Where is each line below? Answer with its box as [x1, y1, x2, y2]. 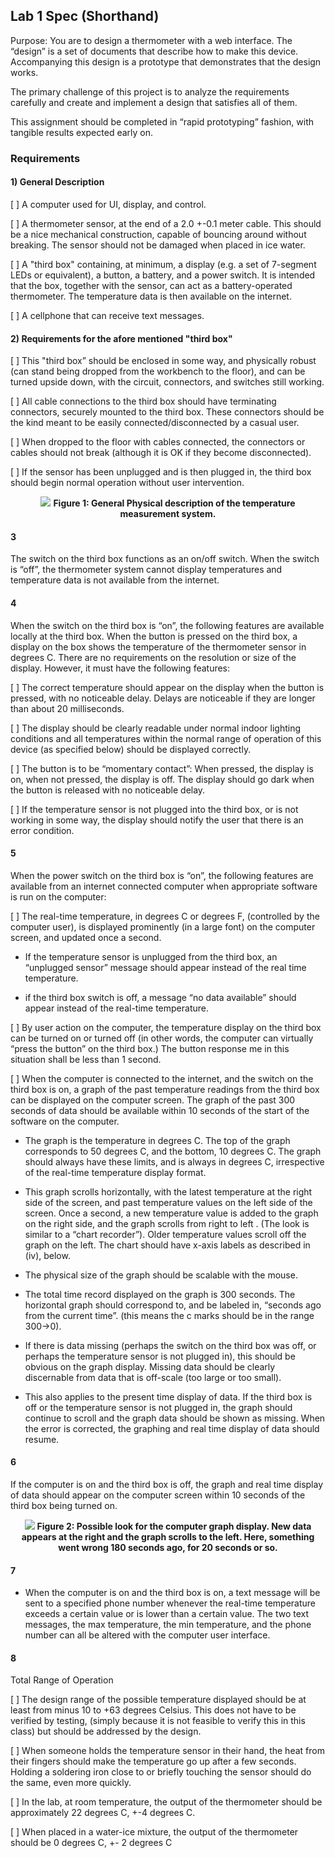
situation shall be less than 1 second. [10, 1053, 162, 1065]
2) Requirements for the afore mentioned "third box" [10, 332, 233, 344]
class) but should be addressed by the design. [10, 1725, 202, 1738]
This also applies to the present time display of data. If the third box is [24, 1390, 313, 1403]
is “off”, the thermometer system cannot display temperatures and [10, 564, 283, 576]
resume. [24, 1433, 60, 1445]
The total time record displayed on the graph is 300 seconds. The [24, 1288, 296, 1300]
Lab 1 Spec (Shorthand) [10, 8, 160, 25]
